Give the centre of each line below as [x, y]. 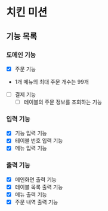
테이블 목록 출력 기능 [39, 187]
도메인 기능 [21, 55]
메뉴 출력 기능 [31, 194]
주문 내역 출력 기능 [36, 202]
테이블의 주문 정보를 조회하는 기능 [63, 102]
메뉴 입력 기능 [31, 148]
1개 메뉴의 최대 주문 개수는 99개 [52, 82]
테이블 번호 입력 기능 [39, 141]
